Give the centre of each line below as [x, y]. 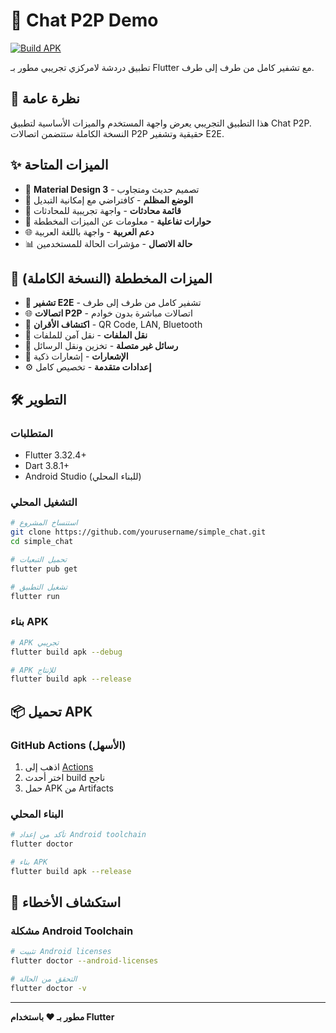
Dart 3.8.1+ [47, 466]
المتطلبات [32, 433]
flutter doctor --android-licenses [84, 961]
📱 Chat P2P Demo [84, 20]
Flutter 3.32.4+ [55, 455]
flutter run [35, 596]
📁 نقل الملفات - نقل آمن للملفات [86, 335]
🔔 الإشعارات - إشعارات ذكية [76, 356]
